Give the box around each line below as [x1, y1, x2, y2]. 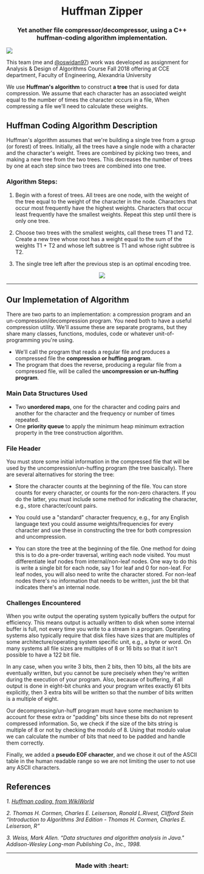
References [6, 782, 51, 792]
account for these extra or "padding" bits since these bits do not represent [6, 714, 193, 721]
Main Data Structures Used [6, 389, 88, 398]
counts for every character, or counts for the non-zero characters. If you [15, 489, 196, 496]
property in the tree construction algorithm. [15, 429, 124, 436]
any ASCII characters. [6, 764, 61, 771]
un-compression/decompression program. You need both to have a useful [6, 317, 192, 324]
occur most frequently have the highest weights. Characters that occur [15, 204, 193, 211]
